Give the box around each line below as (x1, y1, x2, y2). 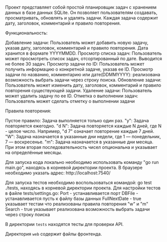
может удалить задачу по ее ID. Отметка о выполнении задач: (5, 93, 139, 99)
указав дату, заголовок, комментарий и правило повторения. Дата (5, 45, 149, 51)
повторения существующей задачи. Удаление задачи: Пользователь (5, 88, 152, 93)
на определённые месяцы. (5, 150, 62, 155)
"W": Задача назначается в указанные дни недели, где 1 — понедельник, (5, 134, 161, 139)
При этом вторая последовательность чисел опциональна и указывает (5, 144, 158, 150)
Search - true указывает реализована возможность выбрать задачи (5, 206, 150, 212)
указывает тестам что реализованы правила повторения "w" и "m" (5, 201, 149, 207)
